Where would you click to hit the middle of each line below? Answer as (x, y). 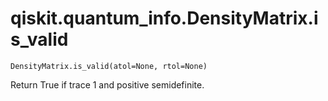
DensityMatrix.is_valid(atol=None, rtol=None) (109, 66)
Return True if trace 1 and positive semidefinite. (107, 84)
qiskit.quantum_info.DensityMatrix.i (164, 18)
